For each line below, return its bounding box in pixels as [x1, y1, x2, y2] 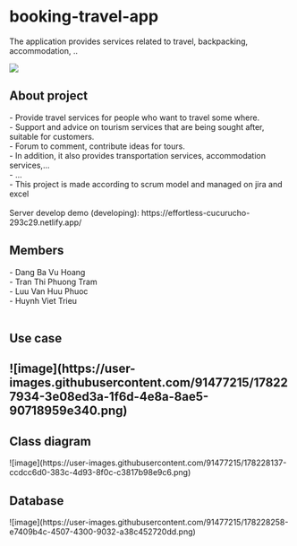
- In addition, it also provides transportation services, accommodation [9, 150, 267, 160]
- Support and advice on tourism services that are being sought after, [9, 121, 265, 132]
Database [9, 493, 64, 508]
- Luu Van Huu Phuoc [9, 285, 89, 297]
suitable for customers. [9, 131, 95, 142]
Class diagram [9, 433, 91, 449]
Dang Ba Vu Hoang [14, 266, 86, 277]
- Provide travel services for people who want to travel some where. [9, 112, 260, 123]
